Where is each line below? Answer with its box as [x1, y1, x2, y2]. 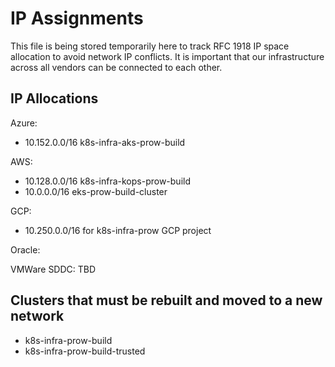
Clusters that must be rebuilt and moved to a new [10, 292, 323, 309]
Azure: [10, 117, 38, 129]
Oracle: [10, 243, 41, 256]
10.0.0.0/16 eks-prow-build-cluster [24, 185, 168, 197]
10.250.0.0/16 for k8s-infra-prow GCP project [24, 224, 212, 236]
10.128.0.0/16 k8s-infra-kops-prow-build [24, 175, 191, 187]
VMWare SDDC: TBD [10, 263, 97, 275]
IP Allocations [10, 90, 99, 107]
